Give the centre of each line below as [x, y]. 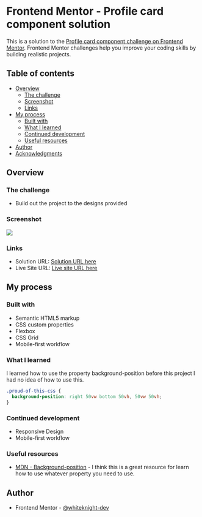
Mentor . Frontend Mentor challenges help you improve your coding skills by [101, 48]
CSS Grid [27, 338]
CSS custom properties [45, 324]
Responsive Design [39, 431]
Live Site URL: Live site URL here [56, 268]
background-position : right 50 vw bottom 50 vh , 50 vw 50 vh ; [87, 396]
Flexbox [25, 331]
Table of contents [40, 74]
